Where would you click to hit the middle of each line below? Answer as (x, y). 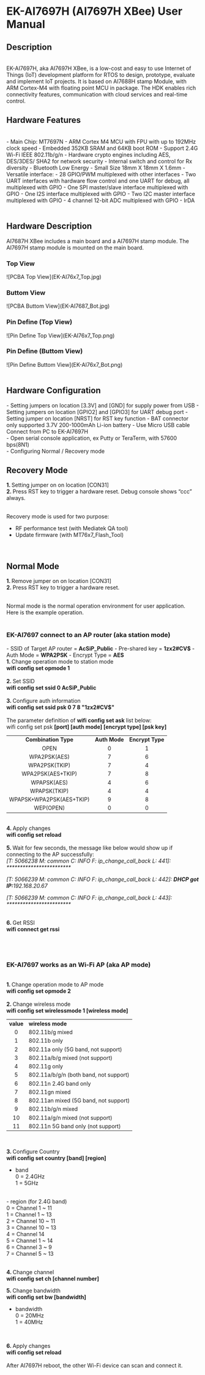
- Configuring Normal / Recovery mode (56, 451)
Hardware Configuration (54, 390)
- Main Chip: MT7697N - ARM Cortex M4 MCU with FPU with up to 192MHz (101, 141)
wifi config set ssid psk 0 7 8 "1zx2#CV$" (61, 707)
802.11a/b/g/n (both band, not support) (79, 1075)
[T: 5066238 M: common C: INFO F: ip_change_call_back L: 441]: (89, 861)
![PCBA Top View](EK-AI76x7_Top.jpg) (54, 276)
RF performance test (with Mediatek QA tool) (72, 528)
